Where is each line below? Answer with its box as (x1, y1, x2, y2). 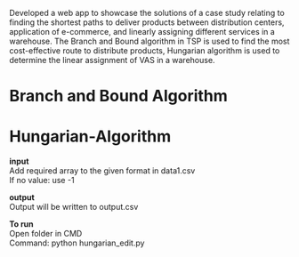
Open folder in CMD (9, 229, 83, 239)
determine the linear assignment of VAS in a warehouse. (9, 55, 215, 65)
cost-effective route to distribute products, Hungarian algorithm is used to (9, 45, 280, 56)
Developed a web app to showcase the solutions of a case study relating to (9, 8, 285, 18)
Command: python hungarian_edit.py (9, 237, 145, 248)
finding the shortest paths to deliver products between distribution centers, (9, 17, 285, 28)
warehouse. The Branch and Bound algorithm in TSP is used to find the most (9, 36, 290, 46)
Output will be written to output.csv (9, 202, 139, 213)
